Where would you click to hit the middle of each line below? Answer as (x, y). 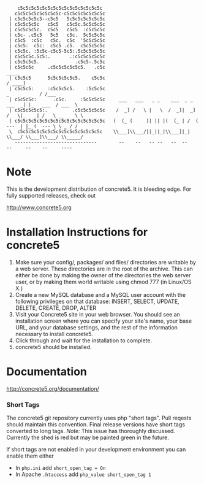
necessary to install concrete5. (54, 334)
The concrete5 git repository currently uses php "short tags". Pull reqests (99, 418)
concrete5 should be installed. (53, 347)
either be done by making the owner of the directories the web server (103, 275)
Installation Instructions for (77, 232)
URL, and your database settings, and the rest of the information (96, 327)
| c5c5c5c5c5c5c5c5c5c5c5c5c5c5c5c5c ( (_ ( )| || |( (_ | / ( (104, 121)
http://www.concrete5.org (39, 207)
